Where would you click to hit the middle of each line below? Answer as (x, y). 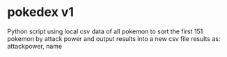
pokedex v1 (41, 12)
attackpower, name (35, 46)
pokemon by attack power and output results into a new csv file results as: (114, 38)
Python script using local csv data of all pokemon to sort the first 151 (105, 31)
